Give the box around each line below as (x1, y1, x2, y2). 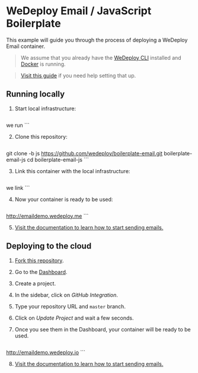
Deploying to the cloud (6, 241, 92, 251)
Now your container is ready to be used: (14, 196, 113, 203)
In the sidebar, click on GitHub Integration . (14, 291, 119, 298)
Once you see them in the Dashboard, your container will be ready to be (14, 326, 191, 333)
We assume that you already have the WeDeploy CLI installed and (20, 54, 182, 61)
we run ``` (6, 122, 30, 129)
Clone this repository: (14, 133, 68, 140)
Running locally (6, 89, 65, 99)
